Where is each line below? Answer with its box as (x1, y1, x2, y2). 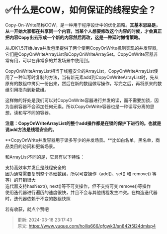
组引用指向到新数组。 (5, 87, 49, 93)
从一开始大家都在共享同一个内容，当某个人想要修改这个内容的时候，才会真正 (5, 28, 162, 34)
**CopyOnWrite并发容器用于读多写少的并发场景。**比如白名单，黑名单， (5, 137, 156, 143)
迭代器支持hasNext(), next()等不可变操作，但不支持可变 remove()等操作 (5, 183, 151, 189)
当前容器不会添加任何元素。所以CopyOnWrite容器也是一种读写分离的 (9, 103, 150, 110)
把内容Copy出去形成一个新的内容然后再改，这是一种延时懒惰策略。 (5, 34, 143, 40)
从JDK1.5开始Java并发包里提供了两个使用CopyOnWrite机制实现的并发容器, (5, 45, 158, 51)
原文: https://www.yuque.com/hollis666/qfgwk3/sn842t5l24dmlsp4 (17, 223, 156, 229)
